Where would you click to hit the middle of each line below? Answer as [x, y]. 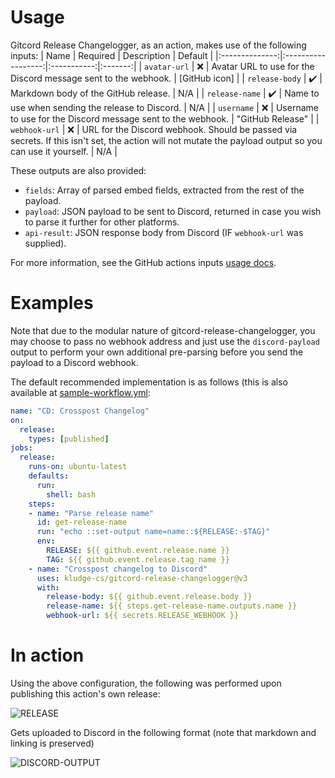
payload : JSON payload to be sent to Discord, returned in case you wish [173, 211]
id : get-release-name [82, 522]
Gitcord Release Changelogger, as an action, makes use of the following [158, 45]
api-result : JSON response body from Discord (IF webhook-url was [164, 232]
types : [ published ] [69, 439]
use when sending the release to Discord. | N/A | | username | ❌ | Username [164, 107]
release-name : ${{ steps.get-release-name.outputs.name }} [172, 606]
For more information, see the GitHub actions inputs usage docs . [143, 262]
